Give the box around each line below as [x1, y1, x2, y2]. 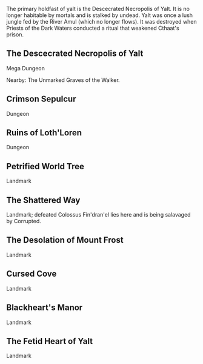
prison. [6, 31, 24, 38]
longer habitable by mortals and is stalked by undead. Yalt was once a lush [6, 12, 193, 19]
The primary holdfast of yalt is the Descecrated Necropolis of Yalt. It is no [6, 5, 190, 12]
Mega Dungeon [6, 64, 45, 72]
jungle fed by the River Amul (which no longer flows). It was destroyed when [6, 18, 197, 25]
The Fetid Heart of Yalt [6, 336, 93, 346]
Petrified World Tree [6, 161, 85, 172]
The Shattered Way [6, 195, 81, 205]
